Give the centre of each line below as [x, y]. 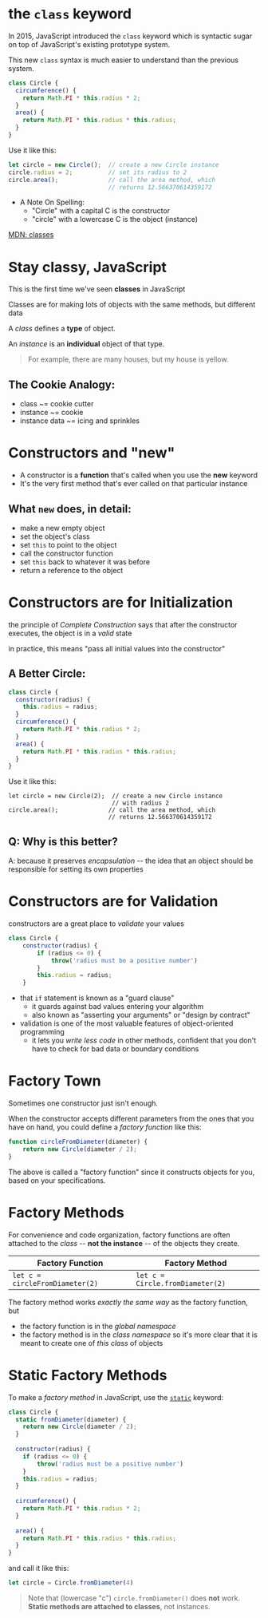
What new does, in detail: [70, 509]
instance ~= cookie [51, 413]
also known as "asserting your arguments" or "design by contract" [141, 1015]
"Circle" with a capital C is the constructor [100, 211]
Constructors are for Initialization [121, 603]
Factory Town [55, 1081]
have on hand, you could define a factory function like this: [105, 1127]
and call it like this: [39, 1569]
